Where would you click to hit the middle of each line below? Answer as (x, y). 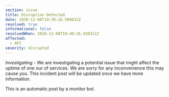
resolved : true (21, 24)
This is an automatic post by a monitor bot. (50, 89)
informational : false (28, 29)
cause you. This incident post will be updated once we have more (74, 73)
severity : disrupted (27, 48)
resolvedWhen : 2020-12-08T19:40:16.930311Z (52, 34)
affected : (16, 39)
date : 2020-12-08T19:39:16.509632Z (43, 19)
